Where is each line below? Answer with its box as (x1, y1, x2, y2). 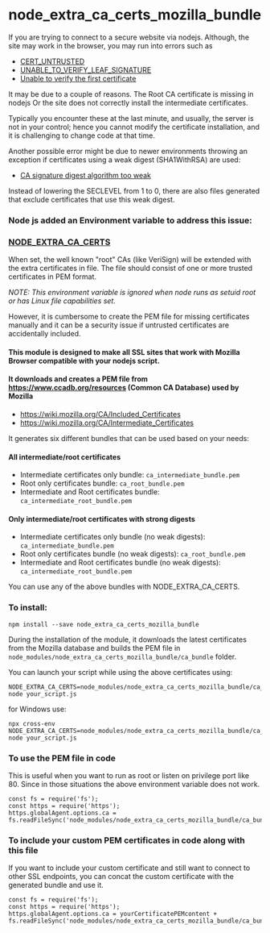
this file (8, 844, 39, 856)
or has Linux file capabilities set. (8, 296, 117, 306)
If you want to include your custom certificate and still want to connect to (8, 863, 251, 873)
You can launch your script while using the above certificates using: (8, 667, 233, 677)
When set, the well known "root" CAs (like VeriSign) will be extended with (8, 255, 252, 264)
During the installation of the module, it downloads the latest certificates (8, 635, 247, 644)
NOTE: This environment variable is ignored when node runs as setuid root (8, 288, 256, 298)
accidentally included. (8, 329, 82, 339)
